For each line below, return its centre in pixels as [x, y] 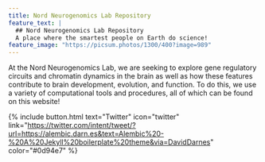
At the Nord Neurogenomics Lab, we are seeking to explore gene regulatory [132, 67]
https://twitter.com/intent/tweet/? [82, 125]
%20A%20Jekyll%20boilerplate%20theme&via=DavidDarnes [109, 142]
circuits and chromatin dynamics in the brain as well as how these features [131, 76]
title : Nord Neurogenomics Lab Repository [80, 15]
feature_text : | [35, 23]
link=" [18, 125]
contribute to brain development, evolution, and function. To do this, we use [132, 85]
